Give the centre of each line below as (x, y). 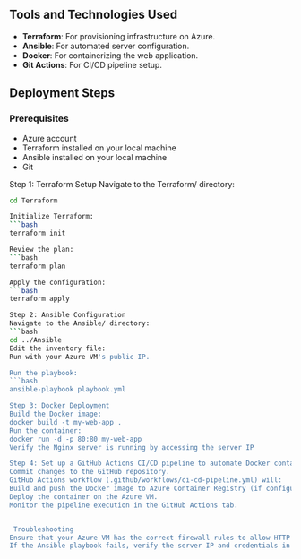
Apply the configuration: (57, 282)
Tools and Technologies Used (93, 15)
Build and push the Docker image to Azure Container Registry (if (136, 488)
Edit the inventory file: (57, 348)
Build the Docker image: (56, 414)
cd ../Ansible (36, 340)
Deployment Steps (62, 93)
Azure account (49, 138)
